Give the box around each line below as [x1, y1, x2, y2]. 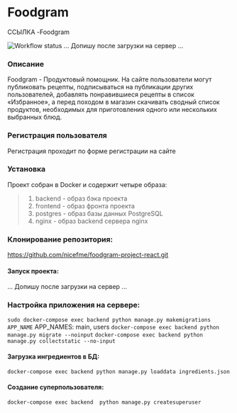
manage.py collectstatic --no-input [7, 337, 116, 344]
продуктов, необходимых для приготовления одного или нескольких [7, 106, 218, 114]
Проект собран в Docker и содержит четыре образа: [7, 180, 167, 188]
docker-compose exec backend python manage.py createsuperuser [7, 399, 202, 406]
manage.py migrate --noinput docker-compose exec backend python [7, 331, 204, 339]
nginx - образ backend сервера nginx [35, 217, 148, 225]
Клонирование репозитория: [7, 234, 114, 244]
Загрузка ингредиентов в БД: [7, 352, 100, 361]
